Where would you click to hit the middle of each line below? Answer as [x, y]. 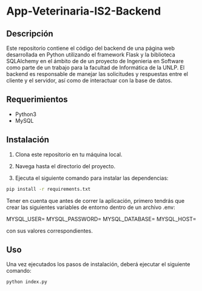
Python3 [25, 114]
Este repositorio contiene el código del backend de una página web [90, 48]
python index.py [27, 282]
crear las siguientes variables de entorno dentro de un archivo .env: [91, 207]
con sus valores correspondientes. [49, 231]
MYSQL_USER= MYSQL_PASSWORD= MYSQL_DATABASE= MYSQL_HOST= [101, 219]
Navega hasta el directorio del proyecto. [65, 166]
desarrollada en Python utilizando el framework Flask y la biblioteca [91, 55]
